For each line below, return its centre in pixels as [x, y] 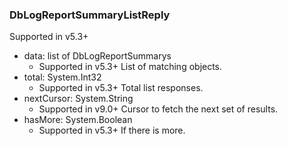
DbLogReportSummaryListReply [90, 15]
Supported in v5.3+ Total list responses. [121, 88]
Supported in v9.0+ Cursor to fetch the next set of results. [158, 109]
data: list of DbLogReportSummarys [97, 56]
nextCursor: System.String [78, 99]
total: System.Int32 [62, 77]
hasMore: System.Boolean [78, 120]
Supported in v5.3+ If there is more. [112, 130]
